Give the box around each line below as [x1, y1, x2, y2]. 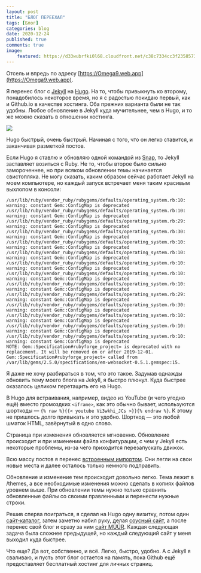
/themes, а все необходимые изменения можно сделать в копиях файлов [6, 480, 194, 487]
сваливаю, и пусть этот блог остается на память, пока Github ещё [6, 554, 175, 561]
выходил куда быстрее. [6, 536, 67, 543]
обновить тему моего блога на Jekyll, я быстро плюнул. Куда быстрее [6, 376, 186, 383]
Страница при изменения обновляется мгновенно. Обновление [6, 431, 170, 438]
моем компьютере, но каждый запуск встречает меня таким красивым [6, 179, 190, 186]
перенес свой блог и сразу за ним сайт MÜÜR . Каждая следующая [6, 523, 178, 530]
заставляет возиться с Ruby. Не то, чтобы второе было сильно [6, 160, 166, 167]
